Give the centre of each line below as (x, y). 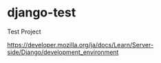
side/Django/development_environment (63, 52)
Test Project (24, 32)
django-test (42, 13)
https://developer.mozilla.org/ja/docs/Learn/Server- (80, 45)
